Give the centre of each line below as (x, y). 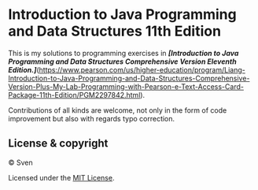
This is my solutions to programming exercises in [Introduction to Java (123, 53)
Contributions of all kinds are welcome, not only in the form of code (118, 110)
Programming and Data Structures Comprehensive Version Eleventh (123, 61)
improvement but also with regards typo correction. (92, 118)
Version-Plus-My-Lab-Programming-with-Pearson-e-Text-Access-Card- (126, 86)
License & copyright (58, 143)
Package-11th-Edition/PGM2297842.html (74, 95)
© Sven (20, 162)
